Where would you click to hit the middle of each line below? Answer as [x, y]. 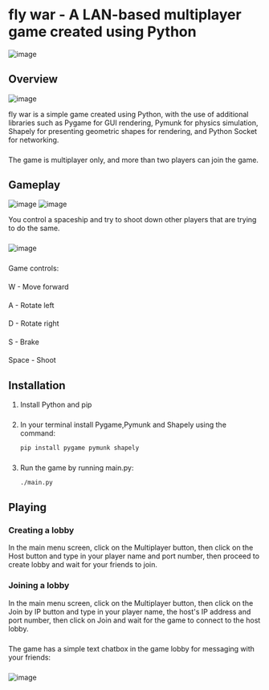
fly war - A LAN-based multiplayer [125, 15]
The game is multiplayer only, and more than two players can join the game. [134, 160]
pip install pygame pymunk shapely [79, 448]
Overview [33, 79]
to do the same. [34, 228]
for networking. [34, 140]
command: [38, 433]
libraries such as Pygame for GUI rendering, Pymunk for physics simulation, [133, 123]
